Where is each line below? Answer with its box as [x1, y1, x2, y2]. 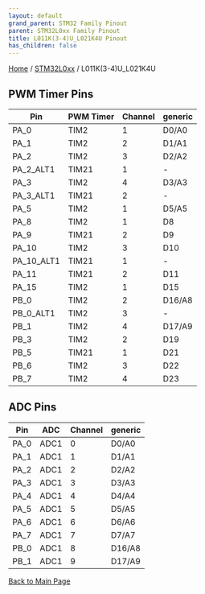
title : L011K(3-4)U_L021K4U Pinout [8, 34, 128, 43]
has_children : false [8, 42, 78, 50]
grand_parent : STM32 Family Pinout [8, 19, 128, 27]
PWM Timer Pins [8, 87, 94, 101]
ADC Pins [8, 400, 57, 415]
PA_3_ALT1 [12, 190, 55, 201]
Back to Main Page [8, 576, 71, 586]
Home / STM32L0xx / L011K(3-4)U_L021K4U [8, 64, 157, 73]
